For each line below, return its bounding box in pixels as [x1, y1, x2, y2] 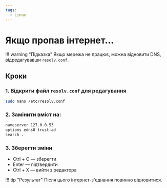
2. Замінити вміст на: [5, 111, 61, 118]
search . [5, 132, 24, 138]
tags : [5, 7, 17, 13]
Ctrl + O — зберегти [12, 156, 56, 162]
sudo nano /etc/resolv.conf [5, 99, 66, 104]
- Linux [10, 12, 27, 17]
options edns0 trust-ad [5, 127, 56, 133]
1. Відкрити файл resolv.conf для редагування [5, 87, 127, 94]
